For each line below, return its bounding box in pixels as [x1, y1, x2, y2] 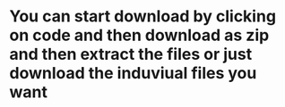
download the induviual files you [9, 63, 257, 84]
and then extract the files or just [9, 45, 253, 64]
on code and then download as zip [9, 25, 270, 45]
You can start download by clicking [9, 6, 276, 27]
